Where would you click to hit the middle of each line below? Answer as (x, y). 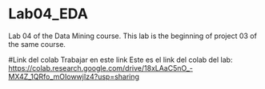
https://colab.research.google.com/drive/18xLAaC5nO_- (101, 68)
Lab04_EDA (48, 14)
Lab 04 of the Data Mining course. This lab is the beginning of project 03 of (133, 36)
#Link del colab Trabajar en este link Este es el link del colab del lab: (120, 60)
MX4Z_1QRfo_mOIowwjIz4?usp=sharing (74, 76)
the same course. (37, 44)
